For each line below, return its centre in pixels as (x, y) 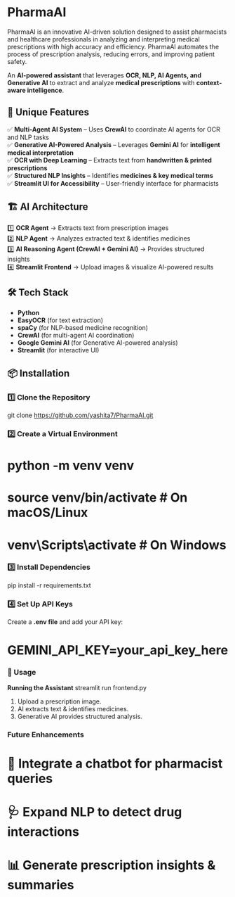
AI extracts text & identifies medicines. (73, 708)
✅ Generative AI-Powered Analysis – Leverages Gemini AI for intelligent (114, 144)
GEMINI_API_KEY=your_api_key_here (118, 650)
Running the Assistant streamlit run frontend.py (77, 687)
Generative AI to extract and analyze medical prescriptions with (101, 82)
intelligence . (46, 90)
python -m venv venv (71, 466)
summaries (41, 885)
